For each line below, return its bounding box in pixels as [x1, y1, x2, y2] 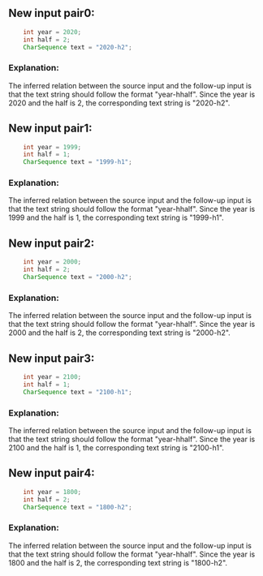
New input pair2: [8, 236, 95, 250]
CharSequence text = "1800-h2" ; [23, 503, 132, 511]
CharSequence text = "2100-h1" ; [23, 388, 132, 396]
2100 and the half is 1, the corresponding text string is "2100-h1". [8, 442, 225, 453]
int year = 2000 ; [23, 258, 82, 266]
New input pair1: [8, 122, 93, 135]
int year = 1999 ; [23, 143, 82, 151]
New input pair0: [8, 6, 95, 20]
